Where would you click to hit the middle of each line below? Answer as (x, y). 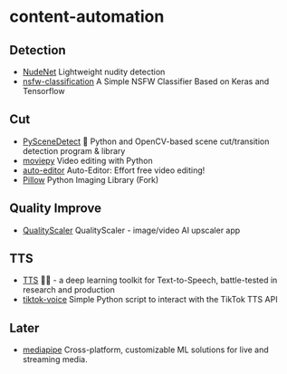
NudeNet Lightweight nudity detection (94, 72)
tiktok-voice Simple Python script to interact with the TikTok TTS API (150, 300)
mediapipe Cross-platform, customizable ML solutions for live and (145, 350)
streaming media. (55, 360)
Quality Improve (56, 209)
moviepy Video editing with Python (87, 160)
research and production (68, 290)
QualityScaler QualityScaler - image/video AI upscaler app (131, 230)
